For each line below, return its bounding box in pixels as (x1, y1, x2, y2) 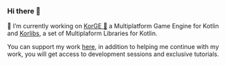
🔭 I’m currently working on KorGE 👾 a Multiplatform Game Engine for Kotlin (7, 22, 219, 30)
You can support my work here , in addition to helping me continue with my (7, 43, 219, 51)
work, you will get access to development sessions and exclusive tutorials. (7, 50, 219, 58)
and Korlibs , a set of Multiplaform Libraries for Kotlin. (7, 29, 158, 37)
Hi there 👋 (7, 6, 41, 16)
